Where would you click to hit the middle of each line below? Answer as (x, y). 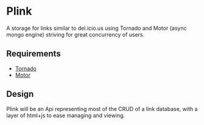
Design (20, 94)
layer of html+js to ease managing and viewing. (66, 115)
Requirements (33, 54)
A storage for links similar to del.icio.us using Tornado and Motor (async (97, 28)
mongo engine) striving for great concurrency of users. (76, 34)
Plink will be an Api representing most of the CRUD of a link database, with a (102, 109)
